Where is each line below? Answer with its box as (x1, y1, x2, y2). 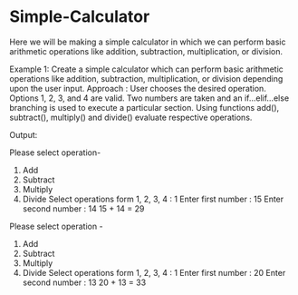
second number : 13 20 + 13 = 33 (22, 277, 147, 288)
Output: (9, 129, 38, 140)
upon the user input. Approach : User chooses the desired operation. (9, 83, 267, 93)
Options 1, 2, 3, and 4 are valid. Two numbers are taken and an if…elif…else (9, 93, 290, 103)
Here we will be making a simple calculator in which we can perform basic (9, 36, 286, 47)
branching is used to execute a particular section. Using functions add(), (9, 102, 280, 113)
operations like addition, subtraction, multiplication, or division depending (9, 73, 284, 84)
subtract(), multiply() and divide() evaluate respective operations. (9, 112, 253, 123)
